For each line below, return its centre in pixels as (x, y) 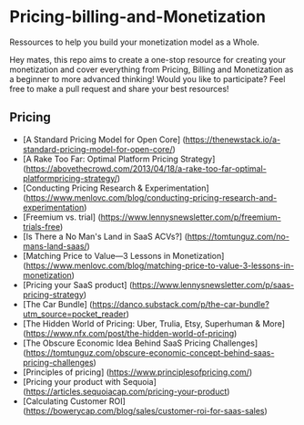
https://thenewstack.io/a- (233, 140)
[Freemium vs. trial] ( (62, 217)
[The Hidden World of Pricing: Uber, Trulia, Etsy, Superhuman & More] (153, 323)
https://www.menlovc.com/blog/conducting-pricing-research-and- (152, 197)
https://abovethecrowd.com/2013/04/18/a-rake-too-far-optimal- (146, 168)
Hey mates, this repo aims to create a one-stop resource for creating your (148, 59)
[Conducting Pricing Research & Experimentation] (116, 188)
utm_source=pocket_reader (74, 314)
